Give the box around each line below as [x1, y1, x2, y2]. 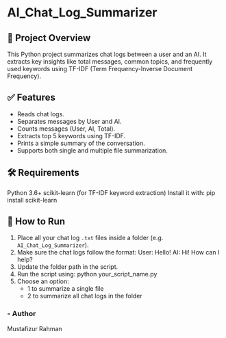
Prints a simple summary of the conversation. [16, 139, 145, 147]
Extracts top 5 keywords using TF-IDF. [16, 131, 126, 140]
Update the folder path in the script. [16, 263, 118, 271]
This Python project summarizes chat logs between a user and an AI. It [7, 50, 207, 58]
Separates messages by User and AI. [16, 117, 122, 125]
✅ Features [7, 92, 56, 103]
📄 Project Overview [7, 32, 91, 44]
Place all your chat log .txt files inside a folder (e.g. [16, 234, 164, 242]
